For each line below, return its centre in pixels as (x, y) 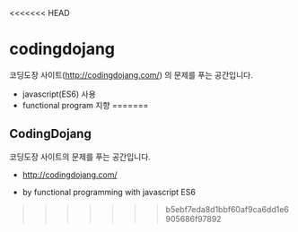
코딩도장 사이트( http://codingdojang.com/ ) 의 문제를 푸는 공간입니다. (131, 74)
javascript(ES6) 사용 (59, 94)
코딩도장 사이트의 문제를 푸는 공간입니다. (80, 157)
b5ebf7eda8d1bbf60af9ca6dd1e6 (228, 209)
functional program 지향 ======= (85, 105)
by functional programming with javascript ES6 (109, 192)
